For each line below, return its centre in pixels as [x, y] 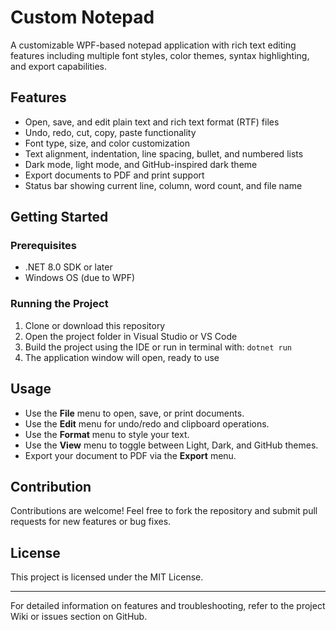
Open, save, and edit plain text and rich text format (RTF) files [152, 122]
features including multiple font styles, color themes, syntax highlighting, [160, 55]
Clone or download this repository [95, 325]
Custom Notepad [82, 17]
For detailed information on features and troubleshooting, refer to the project [168, 606]
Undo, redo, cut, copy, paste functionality [110, 132]
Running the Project [59, 304]
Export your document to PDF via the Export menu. [130, 455]
